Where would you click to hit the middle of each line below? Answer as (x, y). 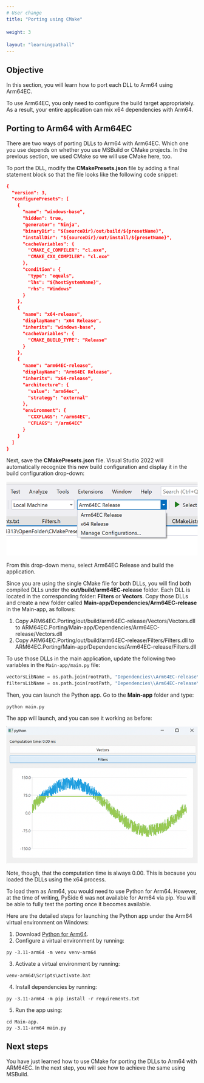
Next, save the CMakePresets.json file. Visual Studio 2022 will (85, 460)
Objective (25, 70)
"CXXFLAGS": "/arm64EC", (59, 417)
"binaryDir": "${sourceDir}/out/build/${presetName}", (93, 231)
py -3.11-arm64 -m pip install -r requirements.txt (73, 999)
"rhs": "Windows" (50, 289)
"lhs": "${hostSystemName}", (65, 282)
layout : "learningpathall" (40, 45)
